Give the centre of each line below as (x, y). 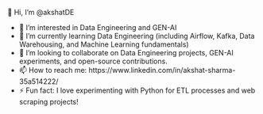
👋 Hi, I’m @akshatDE (41, 12)
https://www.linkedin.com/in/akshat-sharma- (162, 70)
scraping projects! (48, 102)
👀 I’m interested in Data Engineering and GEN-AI (98, 27)
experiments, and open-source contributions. (93, 61)
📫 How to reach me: (53, 70)
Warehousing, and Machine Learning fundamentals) (104, 44)
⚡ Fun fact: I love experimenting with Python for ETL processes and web (137, 90)
